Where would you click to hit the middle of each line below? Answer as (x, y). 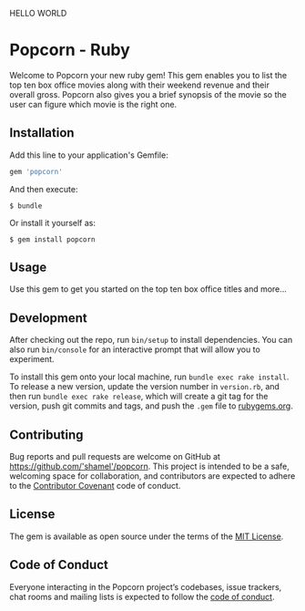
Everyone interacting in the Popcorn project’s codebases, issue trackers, (146, 586)
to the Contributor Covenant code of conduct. (95, 486)
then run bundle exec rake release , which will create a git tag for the (139, 397)
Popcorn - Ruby (70, 50)
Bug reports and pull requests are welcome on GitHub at (115, 457)
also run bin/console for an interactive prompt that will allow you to (135, 349)
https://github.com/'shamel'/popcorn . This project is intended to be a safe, (149, 466)
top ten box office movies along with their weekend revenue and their (140, 85)
